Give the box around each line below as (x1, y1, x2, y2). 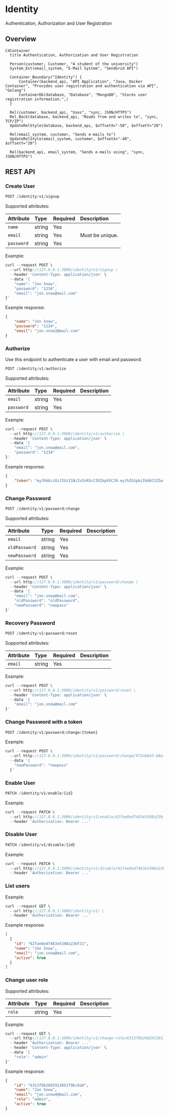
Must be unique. (80, 232, 119, 239)
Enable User (5, 779, 36, 786)
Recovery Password (5, 619, 55, 626)
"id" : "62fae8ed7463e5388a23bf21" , (14, 941, 89, 946)
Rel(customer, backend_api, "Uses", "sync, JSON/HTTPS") (10, 110, 132, 115)
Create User (5, 183, 35, 190)
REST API (5, 168, 35, 176)
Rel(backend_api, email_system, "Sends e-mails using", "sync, (10, 150, 145, 155)
